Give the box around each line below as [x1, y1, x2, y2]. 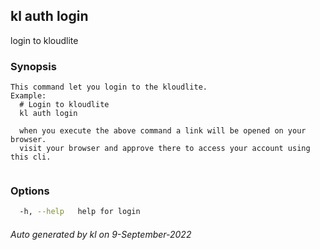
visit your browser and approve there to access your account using [19, 144, 311, 154]
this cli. [10, 152, 52, 163]
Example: [10, 91, 47, 101]
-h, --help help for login [19, 207, 141, 217]
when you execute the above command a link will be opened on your [19, 126, 307, 136]
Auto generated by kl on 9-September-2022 [10, 228, 192, 240]
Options [10, 184, 50, 198]
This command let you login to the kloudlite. [10, 82, 208, 93]
